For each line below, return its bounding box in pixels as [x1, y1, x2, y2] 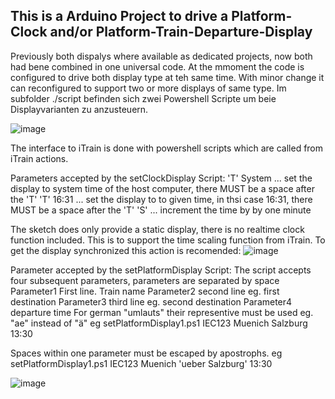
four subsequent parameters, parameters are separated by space [10, 274, 280, 286]
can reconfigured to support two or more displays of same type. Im [10, 82, 287, 94]
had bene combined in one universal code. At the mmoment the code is [10, 60, 305, 73]
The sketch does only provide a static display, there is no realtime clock [10, 223, 305, 235]
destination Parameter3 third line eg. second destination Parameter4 [10, 295, 293, 308]
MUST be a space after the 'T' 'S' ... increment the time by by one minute [10, 204, 312, 216]
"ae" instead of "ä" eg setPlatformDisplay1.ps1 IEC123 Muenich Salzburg [10, 317, 308, 329]
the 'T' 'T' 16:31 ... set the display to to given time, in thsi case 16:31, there [10, 193, 313, 205]
